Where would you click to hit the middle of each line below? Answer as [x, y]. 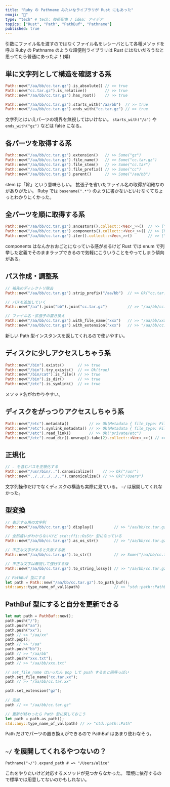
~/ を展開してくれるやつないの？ [56, 751]
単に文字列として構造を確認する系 [58, 74]
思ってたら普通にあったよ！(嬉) [38, 57]
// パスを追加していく [26, 302]
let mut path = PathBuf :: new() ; [39, 616]
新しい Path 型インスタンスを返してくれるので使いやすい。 [67, 336]
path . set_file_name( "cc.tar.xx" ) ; [42, 677]
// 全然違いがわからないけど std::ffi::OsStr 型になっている [64, 536]
